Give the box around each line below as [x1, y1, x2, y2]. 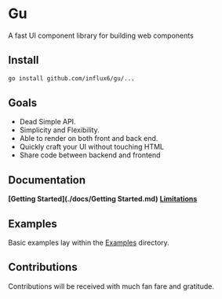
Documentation [8, 173, 86, 186]
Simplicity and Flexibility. [19, 125, 100, 135]
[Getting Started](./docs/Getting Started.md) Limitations [8, 194, 198, 204]
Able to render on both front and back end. [19, 134, 158, 143]
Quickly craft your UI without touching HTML [19, 142, 165, 152]
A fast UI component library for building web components [8, 31, 194, 40]
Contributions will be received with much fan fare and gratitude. [8, 281, 214, 291]
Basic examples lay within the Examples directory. [8, 238, 170, 248]
